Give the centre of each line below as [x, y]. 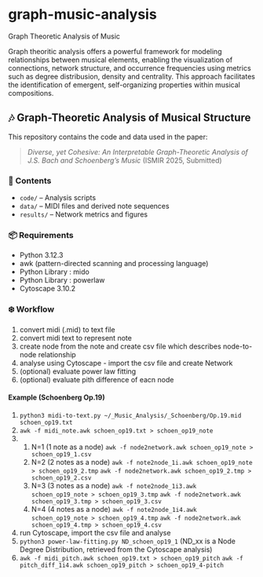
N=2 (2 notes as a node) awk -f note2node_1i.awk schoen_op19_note [142, 462]
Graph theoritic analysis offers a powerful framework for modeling [115, 51]
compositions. [31, 93]
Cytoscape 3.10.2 [47, 289]
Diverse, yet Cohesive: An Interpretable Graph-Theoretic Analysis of [138, 152]
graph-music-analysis [82, 15]
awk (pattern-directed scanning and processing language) [114, 264]
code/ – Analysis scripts [58, 198]
